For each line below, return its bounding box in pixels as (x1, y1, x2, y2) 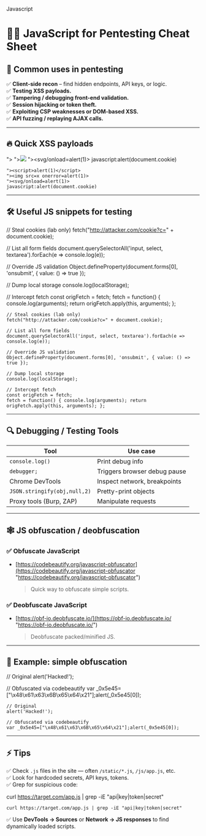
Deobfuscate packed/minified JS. (30, 633, 115, 640)
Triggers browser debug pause (97, 467, 186, 476)
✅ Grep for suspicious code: (6, 781, 78, 788)
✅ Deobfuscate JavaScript (6, 601, 87, 609)
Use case (128, 447, 156, 455)
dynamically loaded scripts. (6, 823, 76, 830)
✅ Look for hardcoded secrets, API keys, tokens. (6, 774, 129, 781)
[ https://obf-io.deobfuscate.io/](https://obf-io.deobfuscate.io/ (15, 615, 172, 622)
